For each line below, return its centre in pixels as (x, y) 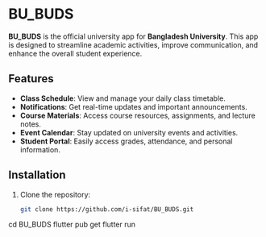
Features (31, 79)
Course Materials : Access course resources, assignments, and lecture (137, 115)
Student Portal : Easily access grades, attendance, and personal (126, 141)
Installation (37, 175)
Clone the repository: (55, 194)
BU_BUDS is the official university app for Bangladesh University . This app (133, 36)
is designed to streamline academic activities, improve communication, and (133, 44)
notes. (31, 124)
